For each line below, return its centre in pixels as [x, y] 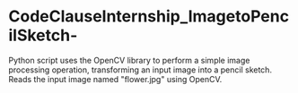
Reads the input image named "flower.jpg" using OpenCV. [115, 79]
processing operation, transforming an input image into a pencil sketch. [140, 70]
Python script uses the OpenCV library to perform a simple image [129, 60]
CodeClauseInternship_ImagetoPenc [149, 17]
